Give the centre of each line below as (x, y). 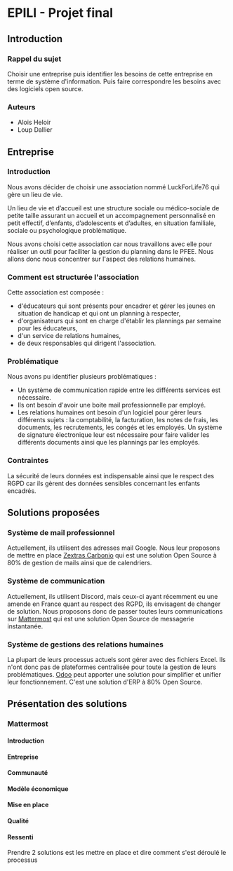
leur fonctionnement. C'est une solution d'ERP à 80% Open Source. (105, 682)
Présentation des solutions (67, 704)
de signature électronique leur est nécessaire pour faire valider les (113, 435)
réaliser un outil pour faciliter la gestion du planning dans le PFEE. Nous (111, 251)
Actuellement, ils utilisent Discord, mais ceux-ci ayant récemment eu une (113, 596)
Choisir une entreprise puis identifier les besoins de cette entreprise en (110, 74)
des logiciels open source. (45, 88)
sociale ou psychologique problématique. (67, 230)
